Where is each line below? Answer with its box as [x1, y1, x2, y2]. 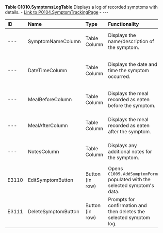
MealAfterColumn [28, 122, 68, 129]
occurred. [108, 73, 130, 79]
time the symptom [108, 67, 149, 74]
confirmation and [108, 202, 147, 209]
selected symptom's [108, 182, 154, 188]
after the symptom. [108, 128, 151, 135]
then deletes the [108, 208, 145, 215]
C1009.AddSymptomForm [108, 171, 158, 176]
